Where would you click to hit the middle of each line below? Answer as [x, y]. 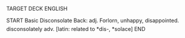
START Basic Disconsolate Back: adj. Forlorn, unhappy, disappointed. [93, 20]
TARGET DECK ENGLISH [37, 9]
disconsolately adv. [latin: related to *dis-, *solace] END [76, 29]
